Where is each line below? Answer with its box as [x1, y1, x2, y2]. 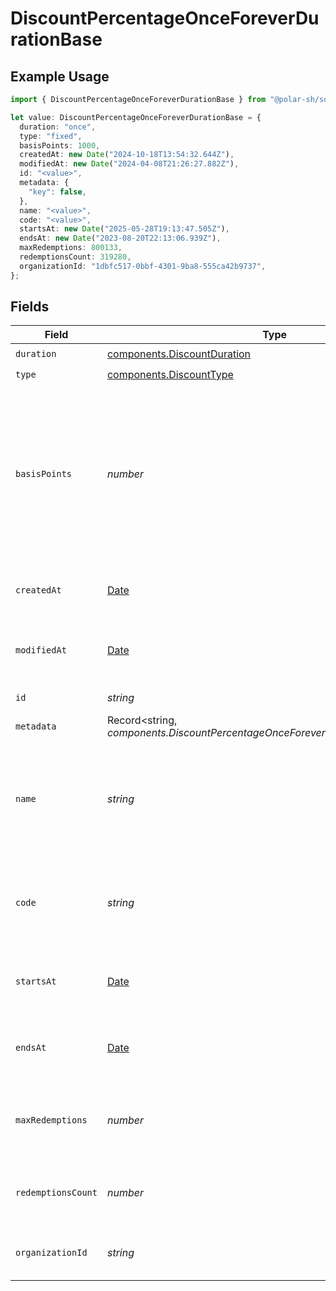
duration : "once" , [19, 122, 97, 132]
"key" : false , [28, 187, 87, 197]
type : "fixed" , [19, 131, 83, 141]
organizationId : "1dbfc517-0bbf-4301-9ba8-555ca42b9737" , [19, 261, 267, 271]
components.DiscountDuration [106, 347, 252, 361]
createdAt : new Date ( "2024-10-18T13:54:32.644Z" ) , [19, 150, 235, 160]
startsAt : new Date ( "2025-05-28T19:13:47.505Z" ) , [19, 224, 230, 234]
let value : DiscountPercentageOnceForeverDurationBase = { [10, 112, 262, 122]
